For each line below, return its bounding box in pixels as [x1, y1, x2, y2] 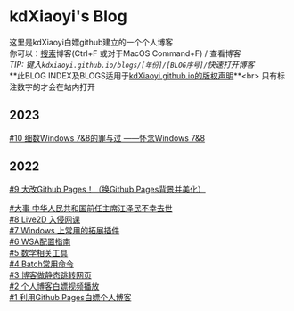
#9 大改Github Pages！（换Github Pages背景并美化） [9, 184, 207, 194]
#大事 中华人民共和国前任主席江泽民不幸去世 [9, 202, 173, 213]
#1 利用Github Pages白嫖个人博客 [9, 291, 132, 302]
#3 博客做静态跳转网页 [9, 269, 92, 280]
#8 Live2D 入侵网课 [9, 214, 81, 225]
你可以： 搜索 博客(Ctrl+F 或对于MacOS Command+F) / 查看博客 [9, 47, 241, 59]
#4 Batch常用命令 [9, 258, 74, 269]
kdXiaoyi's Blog [9, 6, 127, 27]
